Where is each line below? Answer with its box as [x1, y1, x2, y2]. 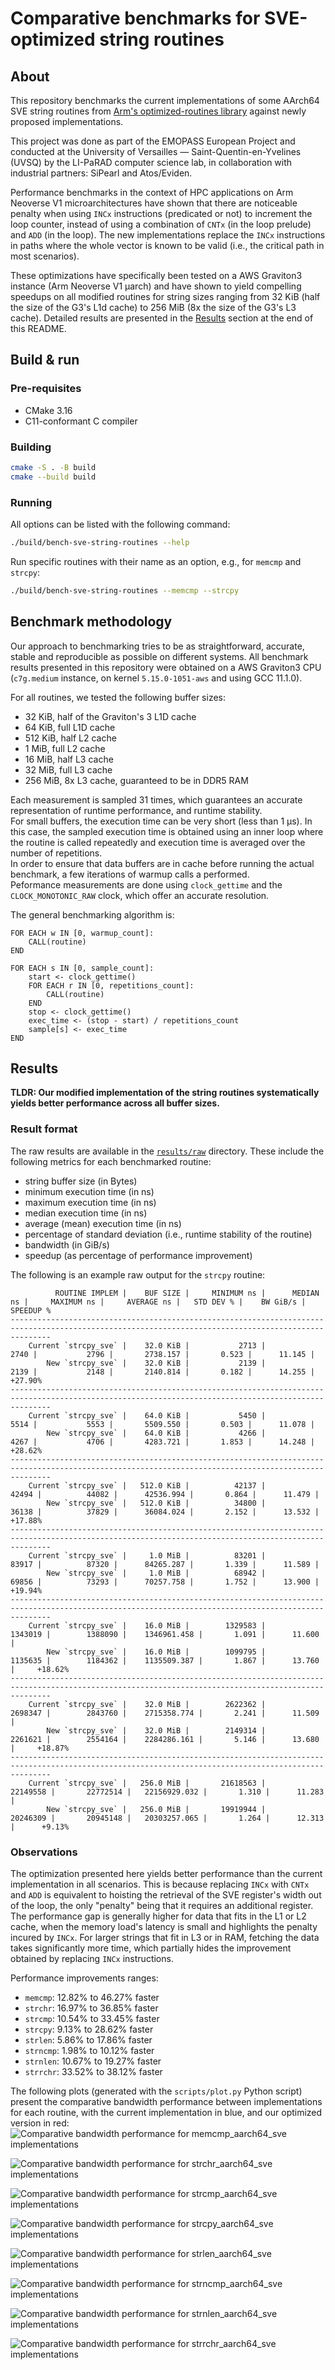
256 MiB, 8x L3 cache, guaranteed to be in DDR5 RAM [24, 774, 249, 786]
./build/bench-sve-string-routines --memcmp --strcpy [10, 585, 240, 596]
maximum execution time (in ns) [24, 1196, 157, 1208]
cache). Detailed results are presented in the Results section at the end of [10, 312, 314, 324]
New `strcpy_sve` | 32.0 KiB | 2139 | [46, 1358, 267, 1368]
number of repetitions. [10, 847, 103, 859]
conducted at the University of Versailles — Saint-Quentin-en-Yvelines [10, 146, 302, 157]
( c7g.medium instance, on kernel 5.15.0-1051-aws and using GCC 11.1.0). [10, 672, 303, 684]
